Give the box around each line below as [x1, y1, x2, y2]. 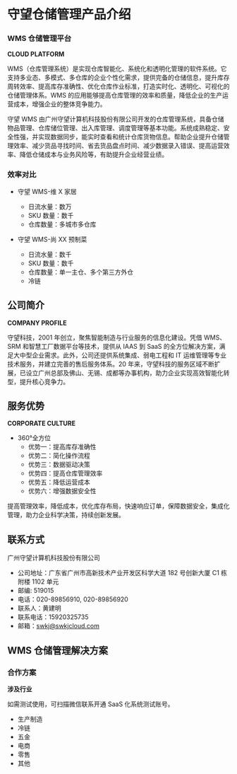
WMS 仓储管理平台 [7, 33, 72, 43]
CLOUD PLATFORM [7, 50, 65, 59]
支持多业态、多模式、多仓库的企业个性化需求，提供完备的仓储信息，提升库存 [7, 74, 230, 82]
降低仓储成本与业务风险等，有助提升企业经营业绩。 [19, 150, 168, 159]
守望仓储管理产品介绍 [7, 6, 132, 23]
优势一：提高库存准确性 [28, 443, 97, 451]
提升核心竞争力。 [19, 377, 69, 386]
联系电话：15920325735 [17, 613, 89, 621]
